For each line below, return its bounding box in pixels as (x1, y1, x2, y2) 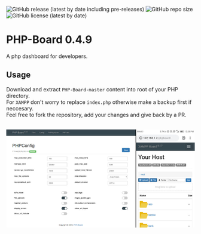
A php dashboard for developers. (6, 53, 88, 60)
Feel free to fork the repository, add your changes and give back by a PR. (6, 111, 187, 118)
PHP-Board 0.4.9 (6, 33, 93, 47)
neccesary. (6, 104, 34, 112)
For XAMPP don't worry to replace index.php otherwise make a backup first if (6, 98, 192, 106)
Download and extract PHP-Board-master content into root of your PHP (6, 85, 178, 93)
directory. (6, 92, 30, 99)
